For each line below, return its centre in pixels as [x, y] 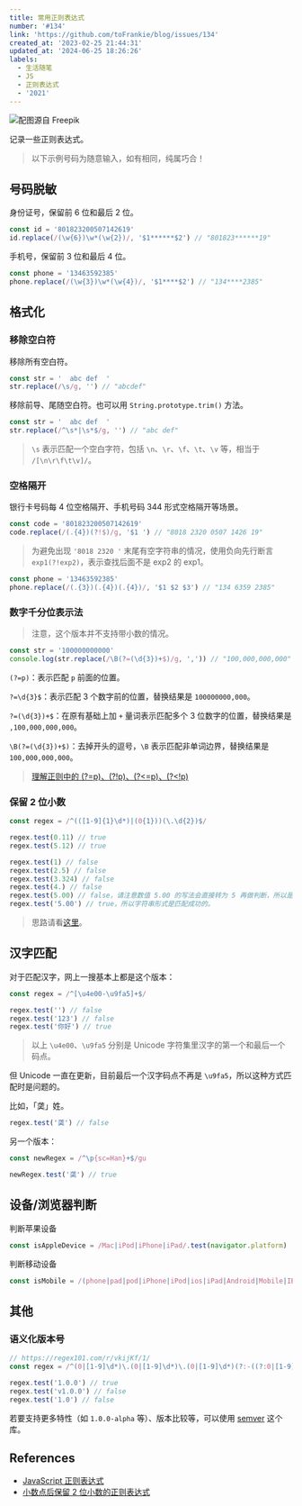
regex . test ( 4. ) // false [56, 887]
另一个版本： [33, 1141]
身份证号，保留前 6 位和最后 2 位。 [74, 213]
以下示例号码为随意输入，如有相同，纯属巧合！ [118, 158]
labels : [24, 59]
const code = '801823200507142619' [76, 524]
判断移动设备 [33, 1264]
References [42, 1458]
